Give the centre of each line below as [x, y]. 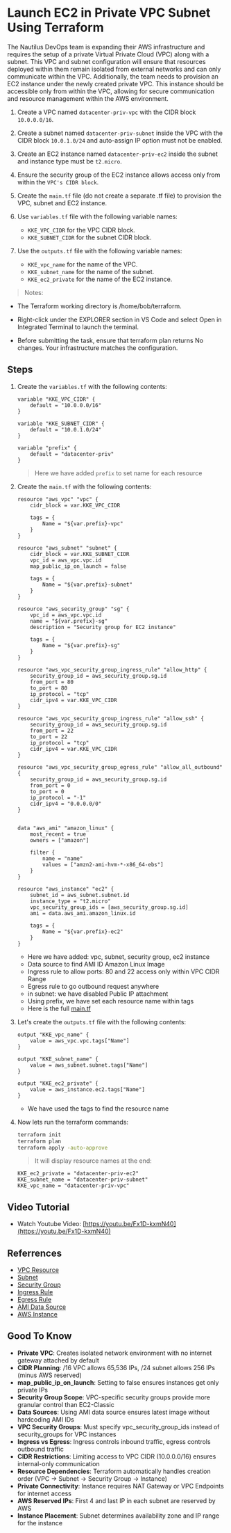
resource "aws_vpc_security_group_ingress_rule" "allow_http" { [112, 669]
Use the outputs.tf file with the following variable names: [100, 251]
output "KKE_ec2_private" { [58, 1083]
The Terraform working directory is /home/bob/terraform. [99, 306]
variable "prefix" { [47, 448]
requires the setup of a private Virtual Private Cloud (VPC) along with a [108, 54]
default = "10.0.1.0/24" [66, 429]
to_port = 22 [49, 737]
